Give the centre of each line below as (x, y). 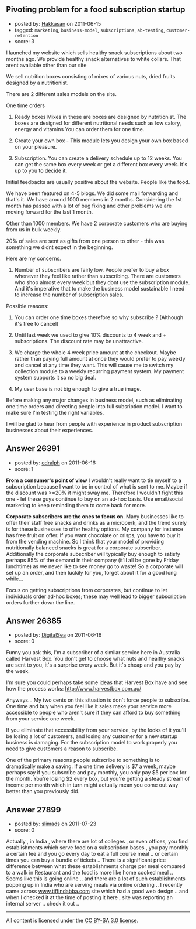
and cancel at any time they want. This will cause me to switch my (94, 365)
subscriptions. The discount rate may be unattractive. (79, 341)
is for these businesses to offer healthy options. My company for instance (95, 529)
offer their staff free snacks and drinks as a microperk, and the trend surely (97, 522)
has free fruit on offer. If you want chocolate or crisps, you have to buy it (93, 535)
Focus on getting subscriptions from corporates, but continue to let (87, 590)
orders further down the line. (41, 602)
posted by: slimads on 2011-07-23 (55, 824)
